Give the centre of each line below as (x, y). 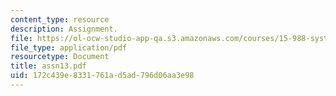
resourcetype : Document (60, 57)
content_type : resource (60, 19)
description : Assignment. (64, 29)
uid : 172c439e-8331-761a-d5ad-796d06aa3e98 (102, 76)
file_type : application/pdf (69, 47)
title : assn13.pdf (48, 66)
